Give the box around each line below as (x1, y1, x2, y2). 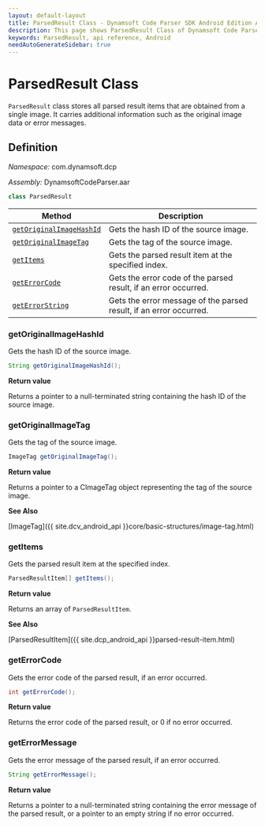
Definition (8, 141, 58, 154)
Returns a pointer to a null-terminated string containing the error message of (8, 800, 257, 809)
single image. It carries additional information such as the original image (8, 110, 242, 119)
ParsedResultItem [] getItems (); (8, 574, 114, 582)
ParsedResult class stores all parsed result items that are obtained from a (8, 101, 246, 111)
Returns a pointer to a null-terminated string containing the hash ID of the (8, 391, 247, 400)
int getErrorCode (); (8, 688, 77, 696)
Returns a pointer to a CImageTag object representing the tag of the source (8, 483, 252, 492)
